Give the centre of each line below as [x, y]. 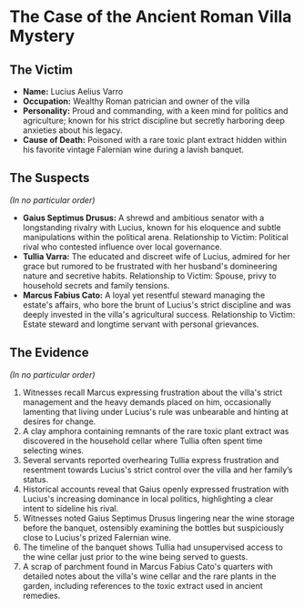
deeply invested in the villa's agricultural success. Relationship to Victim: [159, 314]
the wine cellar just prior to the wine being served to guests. [135, 556]
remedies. [41, 595]
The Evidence [49, 353]
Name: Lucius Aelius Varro [73, 91]
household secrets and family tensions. [96, 285]
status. [35, 479]
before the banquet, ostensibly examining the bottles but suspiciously [153, 527]
